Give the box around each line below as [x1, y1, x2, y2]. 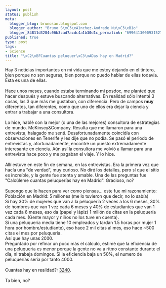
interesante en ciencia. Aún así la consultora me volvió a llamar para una [5, 146, 152, 152]
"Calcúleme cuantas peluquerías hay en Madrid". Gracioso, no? [5, 177, 134, 183]
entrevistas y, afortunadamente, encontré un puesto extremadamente [5, 141, 147, 147]
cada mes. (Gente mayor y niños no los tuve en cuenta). [5, 214, 120, 221]
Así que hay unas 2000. [5, 235, 53, 241]
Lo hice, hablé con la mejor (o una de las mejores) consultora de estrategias [5, 119, 160, 125]
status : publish [5, 12, 39, 17]
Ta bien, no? [5, 278, 31, 284]
